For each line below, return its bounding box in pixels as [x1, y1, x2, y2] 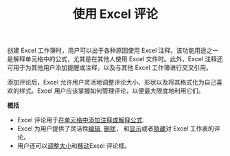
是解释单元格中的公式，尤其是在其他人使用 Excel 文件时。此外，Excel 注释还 [7, 55, 223, 63]
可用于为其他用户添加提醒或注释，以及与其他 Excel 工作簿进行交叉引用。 [7, 63, 213, 72]
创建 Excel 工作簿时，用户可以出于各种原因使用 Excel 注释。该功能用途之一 [7, 46, 219, 55]
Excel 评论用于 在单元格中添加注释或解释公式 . [16, 116, 145, 124]
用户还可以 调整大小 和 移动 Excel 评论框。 [16, 142, 131, 150]
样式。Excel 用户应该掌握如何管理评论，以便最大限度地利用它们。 [19, 87, 205, 95]
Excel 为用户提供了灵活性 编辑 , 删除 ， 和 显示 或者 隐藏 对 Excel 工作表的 [16, 124, 215, 133]
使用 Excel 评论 [72, 6, 159, 22]
